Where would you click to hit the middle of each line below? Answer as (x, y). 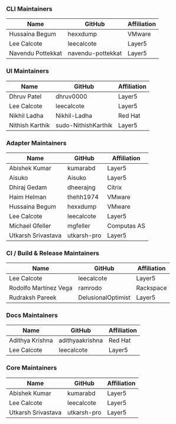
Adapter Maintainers (36, 143)
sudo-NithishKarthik (84, 125)
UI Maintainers (27, 71)
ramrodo (90, 288)
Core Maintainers (32, 368)
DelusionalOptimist (105, 297)
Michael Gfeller (30, 225)
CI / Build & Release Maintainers (53, 253)
